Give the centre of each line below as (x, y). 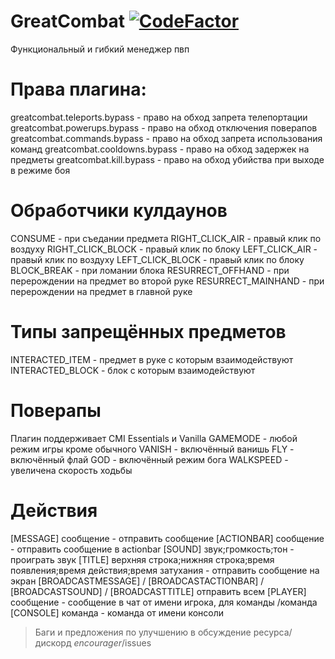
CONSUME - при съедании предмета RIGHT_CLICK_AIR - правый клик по (166, 238)
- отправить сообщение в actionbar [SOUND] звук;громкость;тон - (152, 549)
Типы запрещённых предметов (148, 332)
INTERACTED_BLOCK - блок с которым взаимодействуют (133, 370)
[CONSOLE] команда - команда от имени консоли (117, 612)
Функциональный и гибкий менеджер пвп (100, 49)
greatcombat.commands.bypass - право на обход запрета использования (166, 138)
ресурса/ (273, 632)
